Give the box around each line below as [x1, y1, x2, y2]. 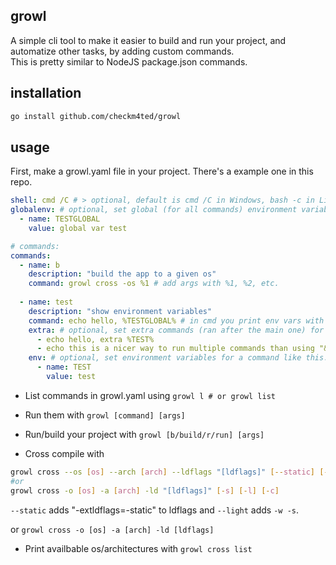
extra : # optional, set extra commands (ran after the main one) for [28, 325, 325, 335]
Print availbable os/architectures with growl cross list [24, 542, 253, 554]
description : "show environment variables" [28, 306, 213, 316]
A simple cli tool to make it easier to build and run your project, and [10, 34, 287, 46]
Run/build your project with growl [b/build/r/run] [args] [24, 428, 265, 440]
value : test [46, 372, 97, 382]
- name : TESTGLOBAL [19, 214, 101, 224]
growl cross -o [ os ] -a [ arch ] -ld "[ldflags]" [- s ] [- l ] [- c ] [10, 485, 280, 496]
